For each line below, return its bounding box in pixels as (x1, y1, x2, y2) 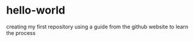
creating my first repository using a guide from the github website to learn (6, 23, 189, 30)
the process (6, 29, 36, 36)
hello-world (6, 4, 66, 17)
